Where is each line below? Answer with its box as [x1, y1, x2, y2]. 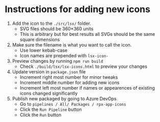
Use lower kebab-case [19, 47, 68, 53]
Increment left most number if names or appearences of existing [19, 85, 155, 91]
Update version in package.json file [12, 68, 86, 74]
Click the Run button [19, 111, 62, 117]
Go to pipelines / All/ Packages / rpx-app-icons [19, 101, 126, 107]
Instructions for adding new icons [5, 4, 151, 15]
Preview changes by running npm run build [12, 58, 103, 64]
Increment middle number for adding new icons [19, 79, 120, 86]
